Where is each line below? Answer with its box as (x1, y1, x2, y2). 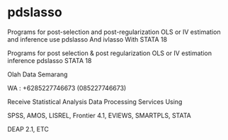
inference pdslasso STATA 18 (7, 56, 92, 64)
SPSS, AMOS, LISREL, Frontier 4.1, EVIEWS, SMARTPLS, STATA (7, 111, 191, 119)
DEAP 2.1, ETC (7, 124, 50, 133)
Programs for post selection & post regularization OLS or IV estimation (7, 49, 212, 57)
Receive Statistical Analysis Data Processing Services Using (7, 97, 183, 106)
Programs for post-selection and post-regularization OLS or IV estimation (7, 28, 221, 36)
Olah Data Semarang (7, 70, 68, 78)
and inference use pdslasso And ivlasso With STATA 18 (7, 35, 168, 43)
